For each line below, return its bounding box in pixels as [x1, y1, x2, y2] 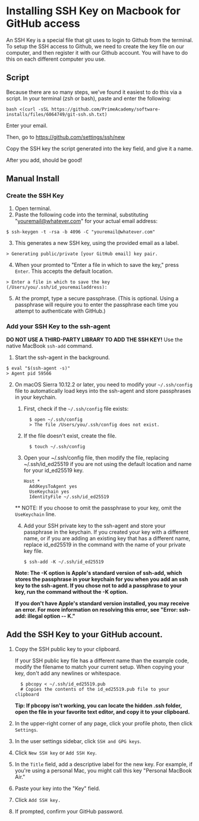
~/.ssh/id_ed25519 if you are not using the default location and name [23, 460, 192, 467]
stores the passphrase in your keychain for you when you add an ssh [14, 575, 188, 583]
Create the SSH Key [6, 191, 64, 200]
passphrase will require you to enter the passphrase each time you [14, 301, 178, 309]
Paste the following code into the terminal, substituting [14, 211, 149, 218]
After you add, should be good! [6, 156, 83, 163]
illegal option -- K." [27, 612, 75, 619]
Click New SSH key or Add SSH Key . [14, 749, 97, 756]
